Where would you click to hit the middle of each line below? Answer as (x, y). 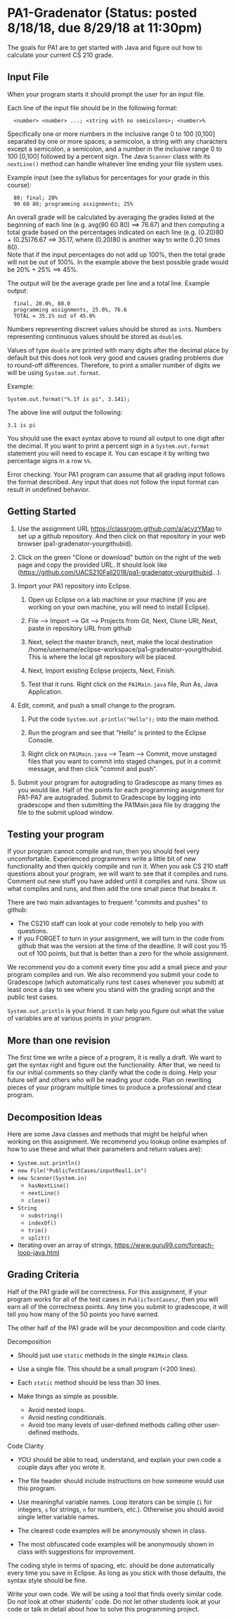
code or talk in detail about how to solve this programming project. (104, 1609)
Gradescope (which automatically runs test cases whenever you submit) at (116, 982)
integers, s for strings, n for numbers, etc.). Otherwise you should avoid (120, 1509)
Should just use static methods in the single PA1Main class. (103, 1355)
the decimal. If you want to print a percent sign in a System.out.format (108, 446)
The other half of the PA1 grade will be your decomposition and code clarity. (117, 1327)
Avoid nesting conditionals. (67, 1417)
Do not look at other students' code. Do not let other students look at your (114, 1601)
